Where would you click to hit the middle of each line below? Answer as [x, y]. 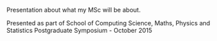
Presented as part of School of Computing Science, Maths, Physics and [108, 23]
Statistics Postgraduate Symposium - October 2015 [79, 30]
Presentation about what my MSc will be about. [74, 10]
